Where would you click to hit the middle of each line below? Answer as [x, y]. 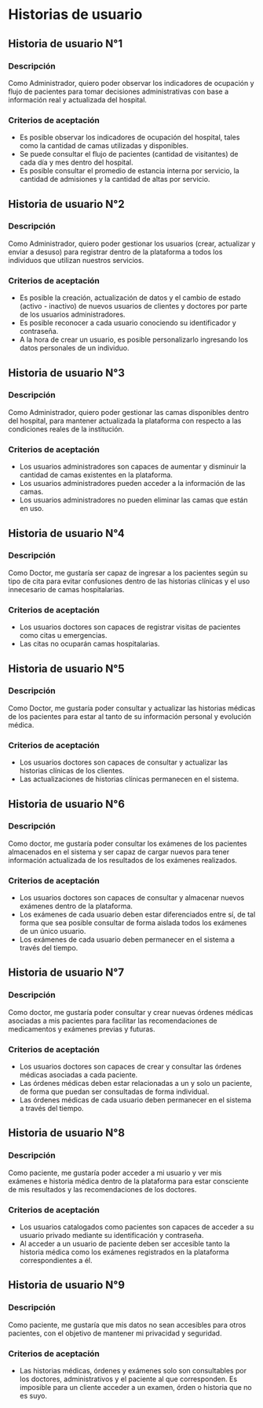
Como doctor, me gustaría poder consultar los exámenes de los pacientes [128, 843]
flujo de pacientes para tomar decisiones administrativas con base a [119, 91]
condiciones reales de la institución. [66, 429]
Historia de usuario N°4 [66, 533]
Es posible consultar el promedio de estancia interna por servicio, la [129, 171]
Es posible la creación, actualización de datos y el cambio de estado [130, 298]
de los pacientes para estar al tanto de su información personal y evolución [130, 716]
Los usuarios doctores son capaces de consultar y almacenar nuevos [132, 898]
